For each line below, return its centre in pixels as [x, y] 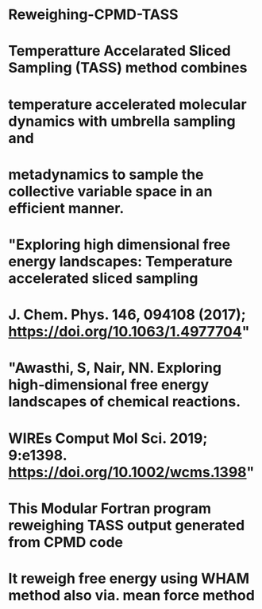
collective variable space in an [110, 191]
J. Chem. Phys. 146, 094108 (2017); [127, 315]
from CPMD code [65, 542]
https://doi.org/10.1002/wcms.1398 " [131, 472]
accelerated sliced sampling [103, 278]
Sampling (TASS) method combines [128, 68]
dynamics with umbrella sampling [122, 121]
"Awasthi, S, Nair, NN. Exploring [115, 368]
